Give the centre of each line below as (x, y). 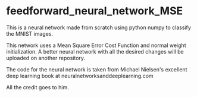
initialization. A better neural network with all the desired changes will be (95, 51)
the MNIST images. (30, 33)
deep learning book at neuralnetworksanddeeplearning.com (80, 76)
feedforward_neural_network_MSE (95, 11)
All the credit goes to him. (38, 87)
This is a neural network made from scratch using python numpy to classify (99, 27)
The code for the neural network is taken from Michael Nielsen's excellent (97, 69)
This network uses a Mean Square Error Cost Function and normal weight (96, 45)
